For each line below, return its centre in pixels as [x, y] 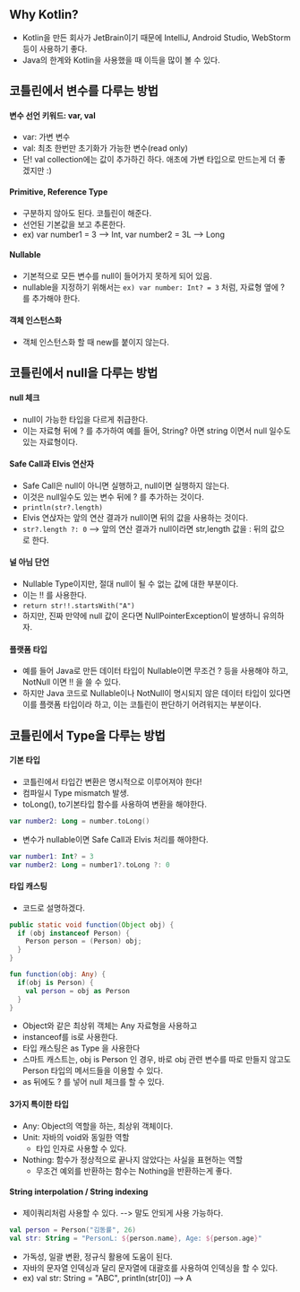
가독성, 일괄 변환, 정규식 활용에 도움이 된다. [97, 1256]
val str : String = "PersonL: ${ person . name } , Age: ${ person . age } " [136, 1238]
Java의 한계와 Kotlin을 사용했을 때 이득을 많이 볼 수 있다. [121, 60]
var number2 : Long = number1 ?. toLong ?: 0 [90, 865]
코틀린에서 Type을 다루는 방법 [87, 735]
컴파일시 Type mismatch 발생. [76, 792]
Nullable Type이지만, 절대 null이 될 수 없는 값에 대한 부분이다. [130, 584]
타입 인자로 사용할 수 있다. [81, 1148]
